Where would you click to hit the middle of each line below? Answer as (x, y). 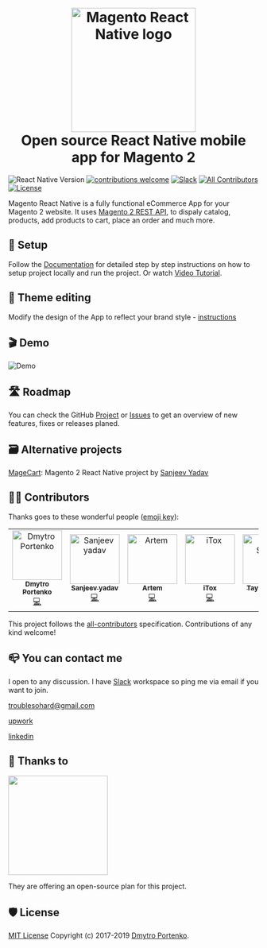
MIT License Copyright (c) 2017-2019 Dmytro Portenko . (99, 935)
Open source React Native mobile (133, 141)
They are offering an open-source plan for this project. (97, 886)
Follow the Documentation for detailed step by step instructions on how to (129, 264)
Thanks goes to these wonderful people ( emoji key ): (94, 517)
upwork (21, 721)
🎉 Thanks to (39, 761)
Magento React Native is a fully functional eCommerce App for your (119, 203)
